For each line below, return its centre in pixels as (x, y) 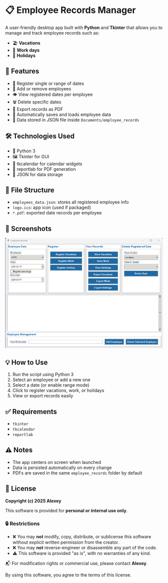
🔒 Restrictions (22, 524)
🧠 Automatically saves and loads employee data (62, 114)
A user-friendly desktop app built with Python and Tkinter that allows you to (84, 27)
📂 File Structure (30, 190)
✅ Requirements (31, 412)
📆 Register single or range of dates (48, 83)
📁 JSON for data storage (38, 174)
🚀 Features (22, 71)
